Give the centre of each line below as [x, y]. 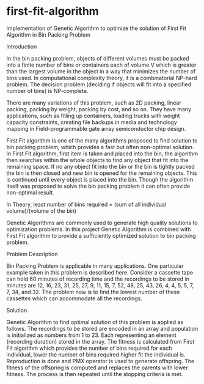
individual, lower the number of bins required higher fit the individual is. [96, 354]
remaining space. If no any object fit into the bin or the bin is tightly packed [100, 166]
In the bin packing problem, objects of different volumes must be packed [98, 58]
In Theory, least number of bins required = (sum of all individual [86, 204]
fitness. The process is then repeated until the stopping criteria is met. [95, 374]
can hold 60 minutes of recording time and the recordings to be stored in [98, 279]
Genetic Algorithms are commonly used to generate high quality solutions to [102, 223]
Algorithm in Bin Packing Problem [48, 34]
